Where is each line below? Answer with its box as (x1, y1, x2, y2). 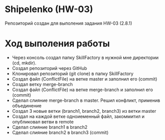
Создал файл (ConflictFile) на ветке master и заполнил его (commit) (12, 76, 157, 82)
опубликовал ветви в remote (12, 118, 74, 124)
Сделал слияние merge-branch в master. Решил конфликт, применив (12, 97, 160, 103)
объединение (12, 102, 42, 109)
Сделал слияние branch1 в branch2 (12, 124, 88, 130)
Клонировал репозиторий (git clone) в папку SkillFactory (12, 71, 134, 77)
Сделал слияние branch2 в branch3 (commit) (12, 129, 109, 135)
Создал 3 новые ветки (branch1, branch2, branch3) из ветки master (12, 108, 156, 114)
